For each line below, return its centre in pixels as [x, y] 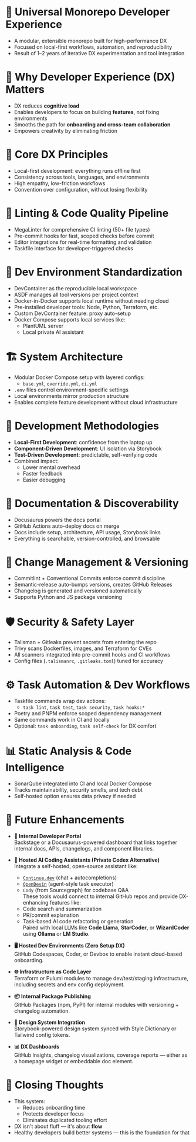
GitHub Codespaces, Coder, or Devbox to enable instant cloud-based [98, 954]
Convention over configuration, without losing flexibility [81, 189]
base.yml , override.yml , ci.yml [60, 383]
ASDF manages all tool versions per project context [76, 294]
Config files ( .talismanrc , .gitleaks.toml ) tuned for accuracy [89, 661]
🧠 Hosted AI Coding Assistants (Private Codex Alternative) [87, 860]
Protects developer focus [53, 1114]
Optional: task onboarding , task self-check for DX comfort [85, 726]
